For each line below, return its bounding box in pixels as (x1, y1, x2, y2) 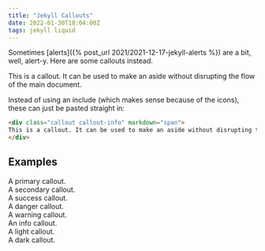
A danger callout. (8, 201, 65, 211)
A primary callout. (8, 176, 66, 185)
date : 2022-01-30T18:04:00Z (8, 19, 101, 27)
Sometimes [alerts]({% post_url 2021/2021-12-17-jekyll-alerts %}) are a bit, (8, 48, 252, 58)
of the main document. (8, 80, 82, 89)
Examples (8, 155, 58, 169)
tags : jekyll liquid (8, 26, 77, 34)
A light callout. (8, 227, 55, 236)
